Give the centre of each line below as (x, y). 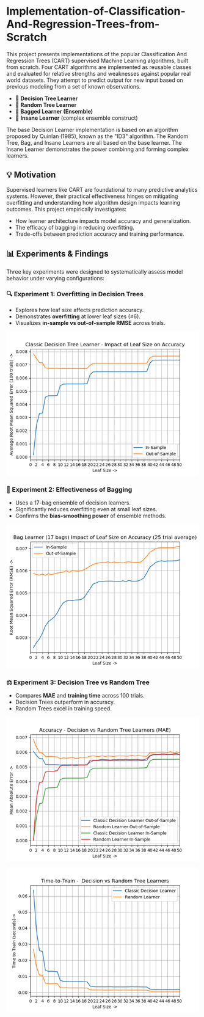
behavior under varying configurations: (56, 278)
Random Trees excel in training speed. (63, 709)
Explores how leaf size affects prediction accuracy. (79, 310)
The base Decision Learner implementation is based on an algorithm (92, 129)
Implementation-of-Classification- (96, 11)
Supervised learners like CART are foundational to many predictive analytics (102, 189)
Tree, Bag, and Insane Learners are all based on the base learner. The (94, 142)
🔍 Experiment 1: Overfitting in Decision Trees (75, 294)
